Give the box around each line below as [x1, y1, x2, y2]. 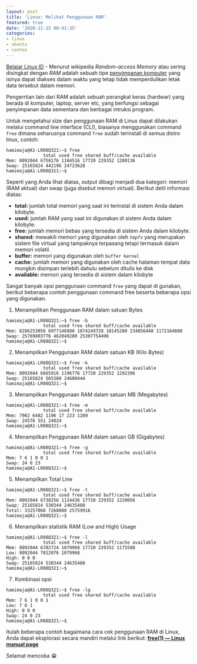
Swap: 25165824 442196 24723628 [6, 162, 85, 168]
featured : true [6, 19, 44, 25]
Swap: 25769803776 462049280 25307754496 [6, 333, 109, 339]
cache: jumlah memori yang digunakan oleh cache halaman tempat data [14, 258, 190, 265]
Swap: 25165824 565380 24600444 [6, 375, 85, 381]
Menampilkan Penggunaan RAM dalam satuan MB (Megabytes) [14, 391, 168, 398]
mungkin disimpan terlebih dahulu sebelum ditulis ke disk [14, 264, 154, 271]
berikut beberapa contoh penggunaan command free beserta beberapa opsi [6, 288, 191, 296]
